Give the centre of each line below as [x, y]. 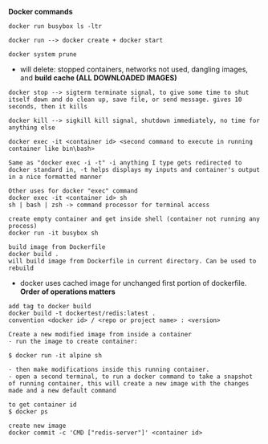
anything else [32, 128]
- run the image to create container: [73, 341]
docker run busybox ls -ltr [55, 26]
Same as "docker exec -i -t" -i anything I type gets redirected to [125, 163]
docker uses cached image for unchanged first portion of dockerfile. [133, 283]
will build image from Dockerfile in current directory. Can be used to [132, 261]
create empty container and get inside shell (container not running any [134, 219]
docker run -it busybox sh [53, 233]
